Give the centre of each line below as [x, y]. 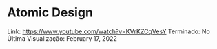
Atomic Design [50, 13]
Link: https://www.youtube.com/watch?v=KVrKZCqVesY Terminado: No [108, 31]
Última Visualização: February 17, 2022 [62, 38]
